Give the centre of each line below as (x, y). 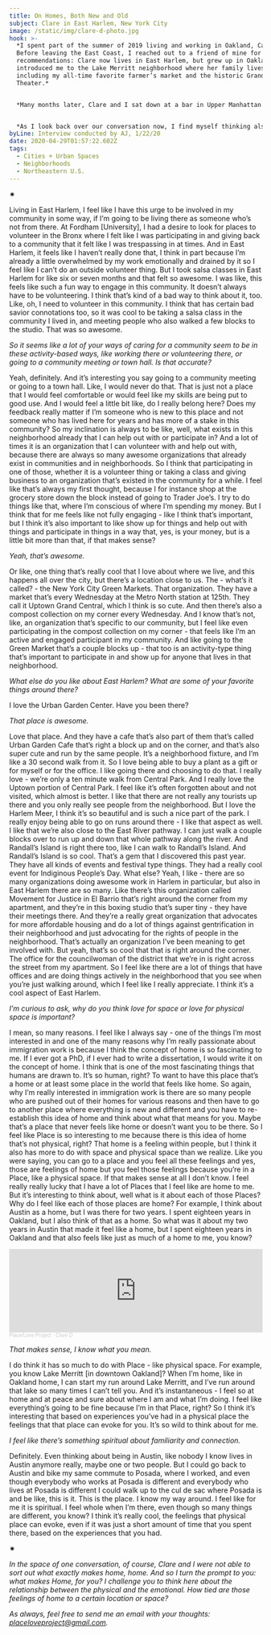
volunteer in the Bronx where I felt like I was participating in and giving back (135, 235)
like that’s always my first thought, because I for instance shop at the (123, 488)
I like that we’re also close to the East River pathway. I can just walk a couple (135, 830)
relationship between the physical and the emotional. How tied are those (129, 1589)
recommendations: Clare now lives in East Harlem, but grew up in (130, 61)
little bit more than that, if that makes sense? (82, 540)
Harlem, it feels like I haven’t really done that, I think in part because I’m (127, 252)
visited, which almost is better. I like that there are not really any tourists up (133, 796)
